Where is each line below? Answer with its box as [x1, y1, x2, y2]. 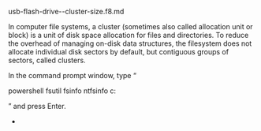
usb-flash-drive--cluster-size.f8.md [8, 7, 125, 16]
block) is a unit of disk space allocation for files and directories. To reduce [8, 31, 249, 39]
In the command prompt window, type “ [8, 71, 136, 80]
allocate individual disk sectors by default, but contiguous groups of [8, 47, 229, 56]
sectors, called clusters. [8, 55, 86, 65]
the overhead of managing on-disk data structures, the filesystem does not [8, 39, 252, 48]
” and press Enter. [8, 102, 66, 110]
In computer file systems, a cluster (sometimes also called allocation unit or [8, 22, 254, 31]
